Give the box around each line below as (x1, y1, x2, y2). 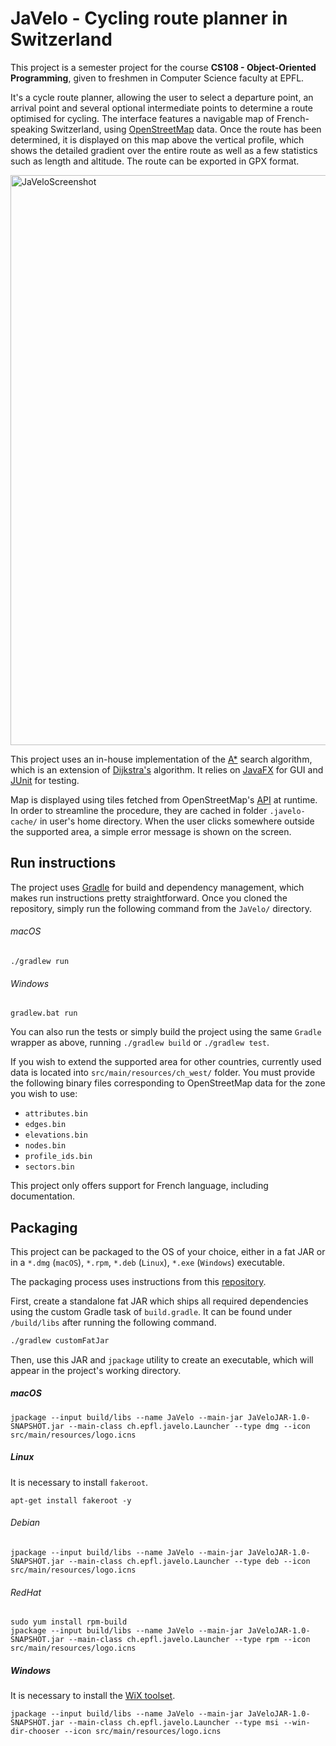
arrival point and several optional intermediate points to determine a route (10, 102, 313, 114)
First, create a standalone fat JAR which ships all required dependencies (10, 1295, 309, 1307)
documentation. (10, 1190, 76, 1202)
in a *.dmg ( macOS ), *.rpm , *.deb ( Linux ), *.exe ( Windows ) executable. (10, 1256, 285, 1268)
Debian (10, 1517, 41, 1529)
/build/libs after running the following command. (10, 1316, 217, 1328)
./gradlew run (10, 956, 70, 966)
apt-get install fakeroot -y (10, 1495, 132, 1506)
